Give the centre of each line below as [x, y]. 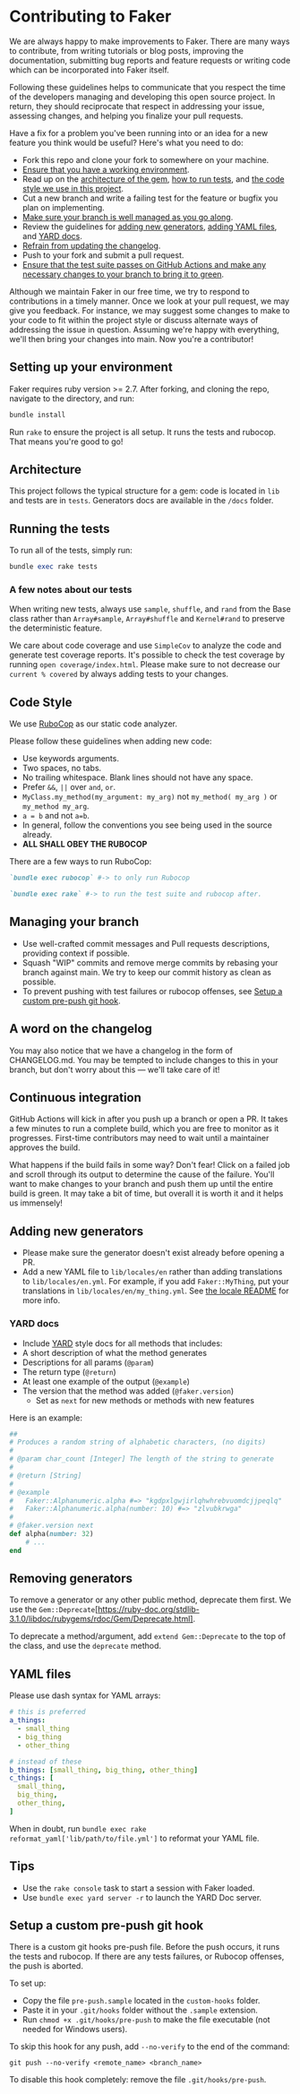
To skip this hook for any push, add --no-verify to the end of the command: [150, 2047]
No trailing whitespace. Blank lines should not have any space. [137, 777]
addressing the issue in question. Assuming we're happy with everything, [144, 330]
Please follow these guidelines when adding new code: [111, 742]
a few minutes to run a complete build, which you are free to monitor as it [144, 1129]
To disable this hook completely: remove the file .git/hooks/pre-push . [138, 2080]
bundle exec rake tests [54, 567]
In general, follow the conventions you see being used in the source [147, 825]
